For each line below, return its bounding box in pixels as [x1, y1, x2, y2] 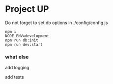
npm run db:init [5, 38, 38, 43]
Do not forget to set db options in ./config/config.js [5, 20, 108, 26]
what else [5, 53, 29, 60]
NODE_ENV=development [5, 33, 50, 38]
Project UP [5, 3, 49, 15]
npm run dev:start [5, 42, 43, 47]
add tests [5, 74, 24, 80]
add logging [5, 65, 29, 71]
